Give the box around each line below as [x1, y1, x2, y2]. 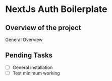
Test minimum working [12, 70, 60, 76]
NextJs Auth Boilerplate [5, 3, 107, 15]
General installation [12, 64, 53, 70]
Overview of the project [5, 23, 82, 32]
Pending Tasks [5, 51, 53, 59]
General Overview [5, 36, 43, 42]
